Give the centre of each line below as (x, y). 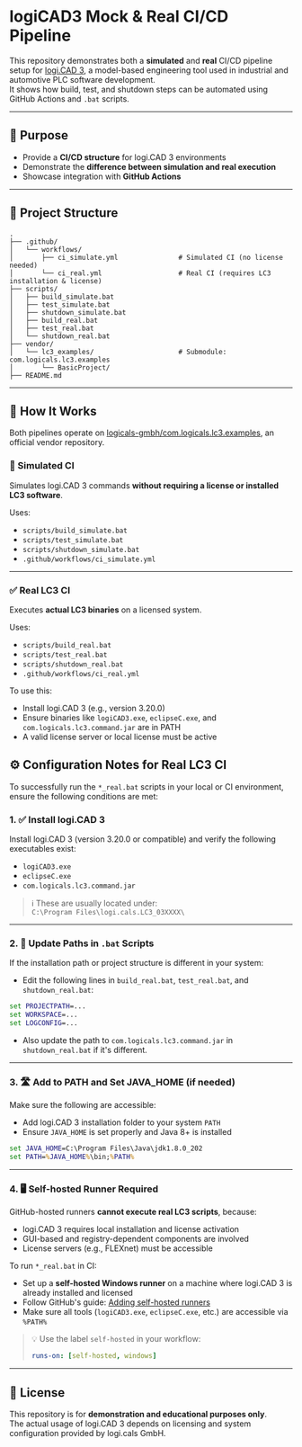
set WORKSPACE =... (44, 1015)
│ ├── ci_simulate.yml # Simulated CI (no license (146, 257)
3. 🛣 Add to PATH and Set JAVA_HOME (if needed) (122, 1082)
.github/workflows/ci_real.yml (81, 674)
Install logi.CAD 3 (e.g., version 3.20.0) (94, 708)
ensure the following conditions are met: (84, 796)
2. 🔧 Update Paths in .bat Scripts (82, 943)
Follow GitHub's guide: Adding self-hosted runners (116, 1302)
